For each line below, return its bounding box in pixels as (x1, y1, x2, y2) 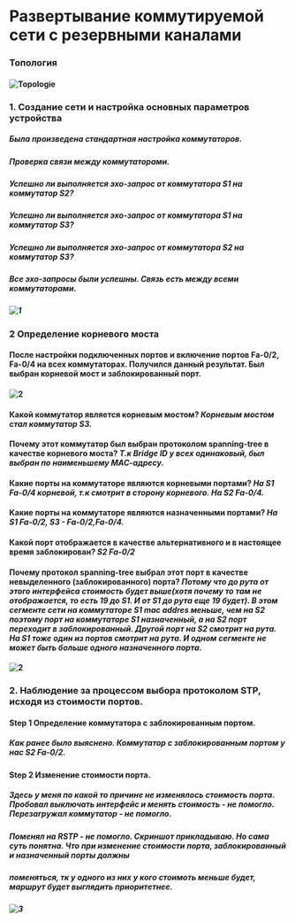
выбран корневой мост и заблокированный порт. (9, 368, 201, 379)
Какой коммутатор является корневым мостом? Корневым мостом (9, 409, 275, 420)
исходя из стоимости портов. (9, 695, 143, 708)
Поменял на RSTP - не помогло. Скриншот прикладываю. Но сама (9, 831, 269, 841)
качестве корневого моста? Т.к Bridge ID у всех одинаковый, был (9, 448, 265, 459)
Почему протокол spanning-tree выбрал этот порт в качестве (9, 567, 249, 577)
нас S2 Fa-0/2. (9, 747, 66, 758)
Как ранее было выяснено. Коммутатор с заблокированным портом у (9, 738, 285, 748)
